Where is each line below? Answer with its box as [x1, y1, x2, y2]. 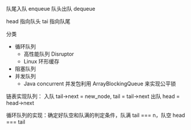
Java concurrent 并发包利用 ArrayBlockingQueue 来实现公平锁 [23, 80, 176, 87]
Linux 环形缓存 [23, 58, 60, 65]
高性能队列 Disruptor [23, 50, 74, 58]
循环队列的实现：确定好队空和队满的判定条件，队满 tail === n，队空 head [6, 112, 186, 119]
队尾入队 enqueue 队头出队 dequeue [6, 5, 95, 12]
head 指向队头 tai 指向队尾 [6, 18, 71, 25]
